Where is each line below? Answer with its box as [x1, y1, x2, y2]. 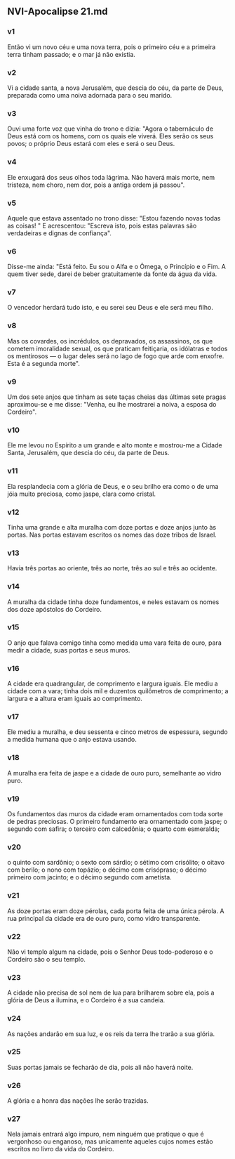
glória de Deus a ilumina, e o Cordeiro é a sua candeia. [7, 996, 166, 1004]
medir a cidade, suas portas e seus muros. [7, 646, 130, 654]
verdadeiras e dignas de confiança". [7, 228, 112, 237]
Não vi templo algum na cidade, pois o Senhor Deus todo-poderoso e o [7, 948, 213, 956]
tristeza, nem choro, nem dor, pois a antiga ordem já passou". [7, 181, 185, 189]
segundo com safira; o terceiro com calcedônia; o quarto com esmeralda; [7, 825, 220, 833]
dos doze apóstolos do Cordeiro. [7, 605, 102, 613]
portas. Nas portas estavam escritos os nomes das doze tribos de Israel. [7, 530, 217, 539]
